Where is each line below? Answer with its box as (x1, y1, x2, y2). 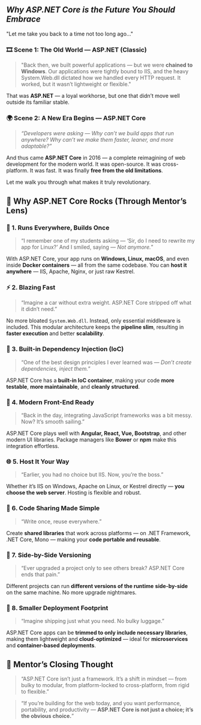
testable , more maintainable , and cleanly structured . (6, 383, 140, 390)
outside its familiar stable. (6, 99, 70, 106)
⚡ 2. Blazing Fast (6, 284, 56, 292)
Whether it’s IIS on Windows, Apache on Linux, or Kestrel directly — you (6, 483, 185, 490)
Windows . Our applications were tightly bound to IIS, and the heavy (20, 68, 189, 75)
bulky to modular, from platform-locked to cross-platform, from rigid (20, 681, 190, 688)
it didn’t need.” (20, 306, 58, 313)
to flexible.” (20, 688, 49, 695)
